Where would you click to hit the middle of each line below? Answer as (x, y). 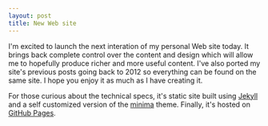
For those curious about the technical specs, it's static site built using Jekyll (133, 96)
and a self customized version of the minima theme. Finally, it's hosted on (129, 104)
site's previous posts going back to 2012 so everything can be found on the (132, 71)
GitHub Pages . (32, 112)
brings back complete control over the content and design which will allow (131, 55)
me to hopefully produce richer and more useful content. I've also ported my (134, 63)
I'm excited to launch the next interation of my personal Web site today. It (129, 46)
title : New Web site (43, 23)
